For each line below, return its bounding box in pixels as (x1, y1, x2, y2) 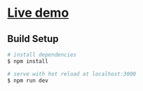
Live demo (7, 5, 69, 21)
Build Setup (7, 33, 59, 45)
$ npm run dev (7, 77, 49, 84)
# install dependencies (7, 51, 77, 58)
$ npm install (7, 57, 49, 64)
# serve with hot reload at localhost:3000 (7, 70, 137, 78)
